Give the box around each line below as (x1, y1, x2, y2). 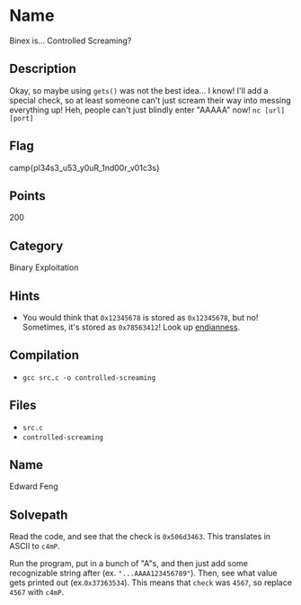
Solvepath (9, 507, 68, 522)
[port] (9, 113, 34, 122)
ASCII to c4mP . (9, 541, 60, 552)
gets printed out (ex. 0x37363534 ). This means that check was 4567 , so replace (9, 577, 292, 588)
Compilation (9, 348, 79, 363)
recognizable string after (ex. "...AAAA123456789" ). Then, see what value (9, 568, 278, 579)
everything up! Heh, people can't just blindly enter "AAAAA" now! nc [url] (9, 104, 286, 115)
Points (9, 188, 47, 203)
